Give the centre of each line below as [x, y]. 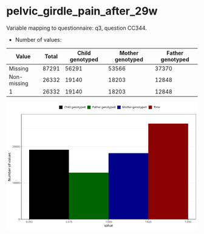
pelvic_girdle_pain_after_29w [82, 11]
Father [175, 53]
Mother [129, 53]
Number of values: [38, 39]
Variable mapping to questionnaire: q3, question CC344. [77, 28]
